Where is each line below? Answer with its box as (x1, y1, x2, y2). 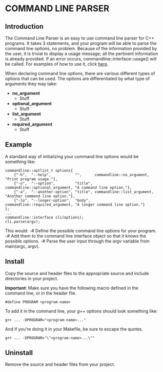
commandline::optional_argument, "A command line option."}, (5, 185, 132, 190)
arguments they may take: (5, 81, 58, 87)
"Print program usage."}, (5, 176, 58, 182)
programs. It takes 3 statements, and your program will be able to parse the (5, 40, 157, 46)
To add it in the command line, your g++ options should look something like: (5, 308, 158, 314)
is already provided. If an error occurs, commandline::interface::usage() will (5, 56, 157, 61)
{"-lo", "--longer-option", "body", (14, 198, 91, 203)
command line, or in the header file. (5, 290, 77, 296)
